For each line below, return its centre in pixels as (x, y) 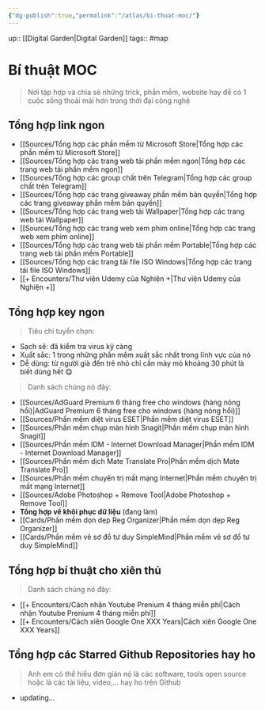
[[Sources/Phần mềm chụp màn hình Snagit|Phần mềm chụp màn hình (134, 427)
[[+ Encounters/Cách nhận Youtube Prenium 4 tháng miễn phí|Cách (130, 605)
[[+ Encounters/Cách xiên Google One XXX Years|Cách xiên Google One (138, 621)
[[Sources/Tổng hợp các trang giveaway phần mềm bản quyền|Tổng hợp (138, 195)
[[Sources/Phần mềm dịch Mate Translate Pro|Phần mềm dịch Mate (129, 461)
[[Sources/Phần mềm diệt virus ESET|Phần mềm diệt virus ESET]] (127, 420)
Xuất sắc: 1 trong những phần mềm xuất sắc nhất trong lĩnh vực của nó (135, 355)
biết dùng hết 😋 (46, 372)
